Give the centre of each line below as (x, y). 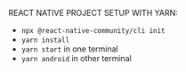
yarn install (45, 40)
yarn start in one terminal (69, 49)
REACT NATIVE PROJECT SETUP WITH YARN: (93, 13)
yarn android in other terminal (77, 58)
